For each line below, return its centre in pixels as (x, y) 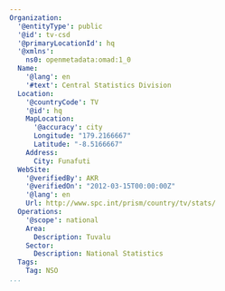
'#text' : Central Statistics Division (98, 85)
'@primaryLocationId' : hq (66, 43)
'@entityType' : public (60, 26)
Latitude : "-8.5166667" (78, 144)
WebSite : (34, 170)
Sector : (40, 246)
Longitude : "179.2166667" (82, 136)
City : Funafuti (62, 161)
